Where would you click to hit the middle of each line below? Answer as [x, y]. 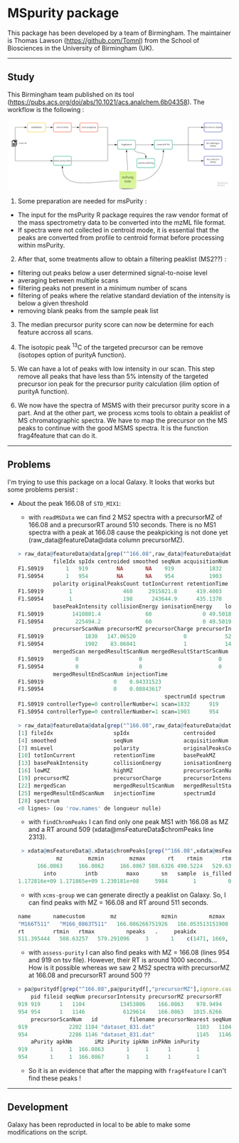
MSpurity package [63, 13]
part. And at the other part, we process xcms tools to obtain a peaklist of [124, 412]
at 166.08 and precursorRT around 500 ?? [89, 975]
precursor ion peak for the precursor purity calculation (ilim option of [118, 384]
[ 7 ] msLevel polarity [78, 748]
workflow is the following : [46, 109]
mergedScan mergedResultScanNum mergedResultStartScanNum [141, 652]
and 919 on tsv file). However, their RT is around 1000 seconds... [123, 960]
